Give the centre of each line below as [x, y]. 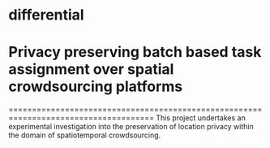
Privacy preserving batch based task [135, 52]
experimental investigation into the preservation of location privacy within [131, 127]
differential [46, 15]
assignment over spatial [91, 70]
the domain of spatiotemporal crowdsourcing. [85, 135]
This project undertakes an [201, 118]
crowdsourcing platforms [96, 87]
